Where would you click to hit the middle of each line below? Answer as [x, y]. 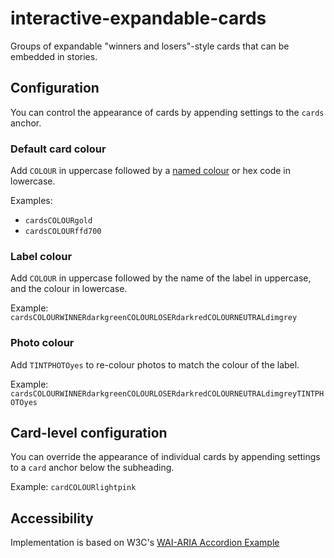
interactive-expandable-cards [138, 18]
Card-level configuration [89, 433]
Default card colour [58, 149]
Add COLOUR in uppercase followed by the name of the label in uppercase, [161, 278]
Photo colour [42, 343]
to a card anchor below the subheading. [92, 468]
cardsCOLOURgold [58, 221]
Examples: [31, 201]
